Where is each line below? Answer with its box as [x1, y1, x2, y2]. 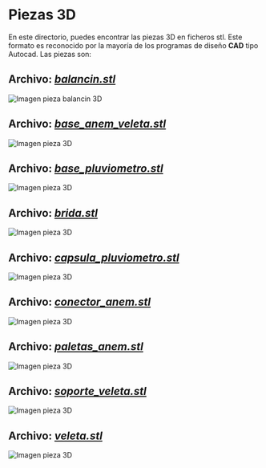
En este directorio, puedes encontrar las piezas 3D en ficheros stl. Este [8, 32, 243, 42]
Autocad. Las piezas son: [8, 49, 92, 59]
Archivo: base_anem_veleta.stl [8, 117, 167, 131]
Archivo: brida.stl [8, 206, 99, 220]
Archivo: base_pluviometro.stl [8, 161, 163, 175]
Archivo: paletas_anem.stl [8, 340, 144, 354]
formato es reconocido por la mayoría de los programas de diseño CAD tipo [8, 40, 259, 50]
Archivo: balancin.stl [8, 72, 116, 86]
